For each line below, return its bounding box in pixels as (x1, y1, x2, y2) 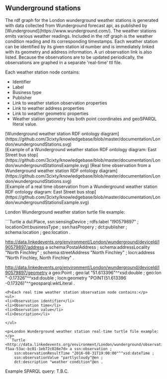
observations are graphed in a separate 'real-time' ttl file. (5, 59, 122, 65)
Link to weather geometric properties (12, 110, 88, 116)
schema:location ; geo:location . (5, 229, 71, 235)
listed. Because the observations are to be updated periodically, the (5, 54, 144, 60)
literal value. (12, 121, 38, 127)
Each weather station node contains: (5, 69, 81, 75)
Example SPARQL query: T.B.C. (5, 368, 69, 374)
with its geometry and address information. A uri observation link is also (5, 49, 153, 55)
